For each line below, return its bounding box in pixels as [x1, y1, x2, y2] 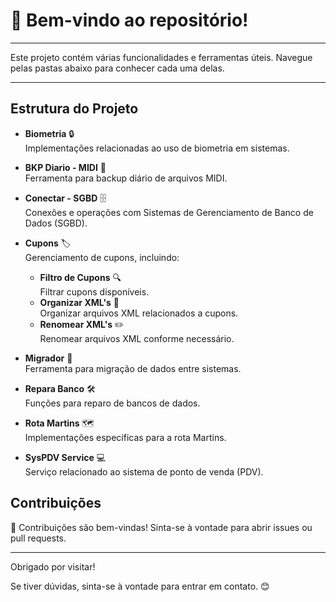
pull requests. [10, 532, 67, 544]
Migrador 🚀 [24, 352, 73, 364]
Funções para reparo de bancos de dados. [24, 397, 201, 409]
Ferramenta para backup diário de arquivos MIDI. [24, 172, 228, 184]
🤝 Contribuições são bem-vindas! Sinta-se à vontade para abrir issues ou [10, 521, 313, 533]
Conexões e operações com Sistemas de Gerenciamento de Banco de [24, 206, 314, 218]
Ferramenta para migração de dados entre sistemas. [24, 362, 242, 374]
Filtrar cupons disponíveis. [39, 285, 150, 298]
